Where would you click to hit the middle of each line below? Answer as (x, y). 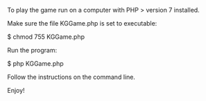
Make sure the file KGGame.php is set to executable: (82, 23)
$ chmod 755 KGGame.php (46, 37)
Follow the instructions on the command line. (71, 77)
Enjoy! (16, 90)
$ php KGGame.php (35, 64)
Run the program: (32, 50)
